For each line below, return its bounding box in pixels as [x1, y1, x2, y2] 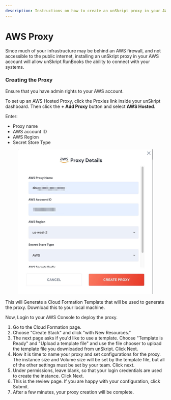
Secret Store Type [12, 139, 51, 145]
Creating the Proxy [5, 76, 53, 83]
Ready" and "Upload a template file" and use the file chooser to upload [12, 340, 162, 347]
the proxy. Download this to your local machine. [5, 304, 105, 310]
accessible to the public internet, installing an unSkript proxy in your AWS [5, 53, 159, 59]
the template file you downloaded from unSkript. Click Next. [12, 346, 138, 352]
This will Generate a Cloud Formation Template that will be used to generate [5, 299, 164, 305]
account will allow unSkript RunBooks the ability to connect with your [5, 59, 150, 65]
